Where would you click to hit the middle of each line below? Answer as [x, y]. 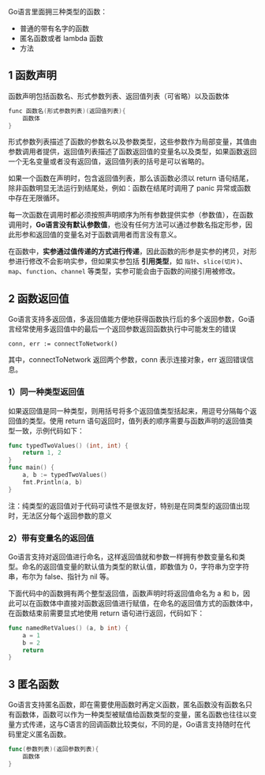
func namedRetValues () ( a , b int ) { [68, 628]
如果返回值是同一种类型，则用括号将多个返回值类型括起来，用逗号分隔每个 [129, 410]
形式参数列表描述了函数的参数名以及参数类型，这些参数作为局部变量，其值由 [132, 142]
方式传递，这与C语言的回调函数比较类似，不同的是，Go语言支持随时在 [129, 724]
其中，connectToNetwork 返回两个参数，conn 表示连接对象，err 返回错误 [127, 360]
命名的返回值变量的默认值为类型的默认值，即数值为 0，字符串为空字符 [136, 566]
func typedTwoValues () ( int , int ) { [68, 445]
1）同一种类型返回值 [47, 392]
